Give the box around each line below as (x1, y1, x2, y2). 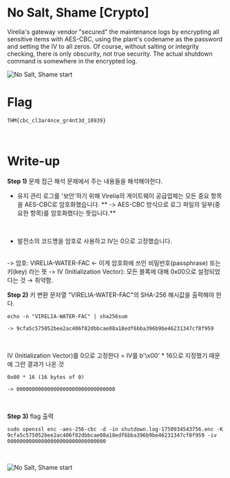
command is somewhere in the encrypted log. (7, 56, 138, 65)
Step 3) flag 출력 (7, 412, 54, 420)
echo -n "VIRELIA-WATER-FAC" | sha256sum (7, 313, 128, 320)
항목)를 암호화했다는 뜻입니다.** (30, 209, 116, 217)
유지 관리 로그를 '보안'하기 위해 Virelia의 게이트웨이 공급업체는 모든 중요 (17, 191, 210, 200)
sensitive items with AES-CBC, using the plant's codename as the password (7, 34, 222, 43)
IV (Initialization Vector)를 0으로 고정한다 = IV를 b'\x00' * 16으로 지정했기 (7, 351, 208, 360)
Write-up (7, 154, 61, 169)
